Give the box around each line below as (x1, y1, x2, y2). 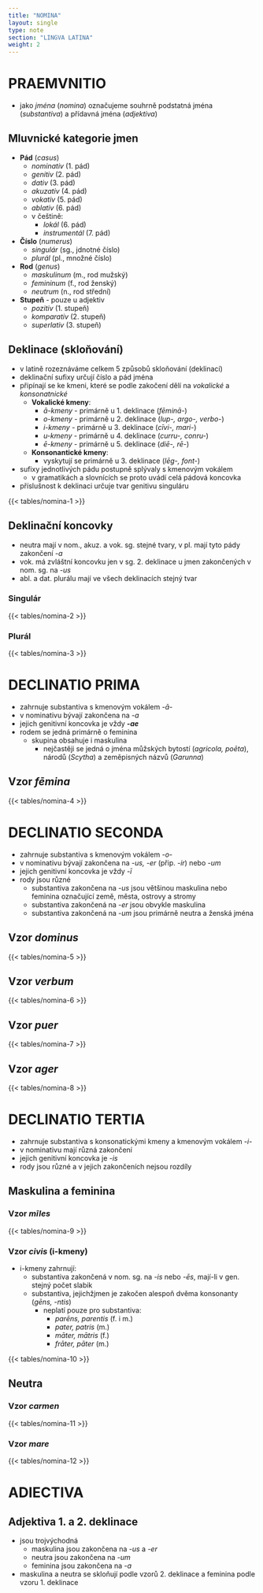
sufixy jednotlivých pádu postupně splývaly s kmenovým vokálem (19, 464, 234, 473)
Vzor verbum (8, 974, 74, 988)
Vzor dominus (8, 931, 79, 945)
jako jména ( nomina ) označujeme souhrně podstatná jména (19, 101, 213, 110)
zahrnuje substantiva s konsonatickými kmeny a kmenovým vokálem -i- (19, 1136, 253, 1146)
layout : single (8, 19, 58, 27)
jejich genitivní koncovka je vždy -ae (19, 719, 139, 728)
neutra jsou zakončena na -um (31, 1552, 131, 1562)
